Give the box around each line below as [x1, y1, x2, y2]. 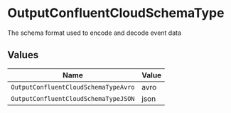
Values [7, 49, 39, 61]
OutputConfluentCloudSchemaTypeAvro [11, 83, 135, 91]
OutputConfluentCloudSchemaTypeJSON [11, 95, 135, 102]
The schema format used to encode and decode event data [7, 28, 182, 37]
